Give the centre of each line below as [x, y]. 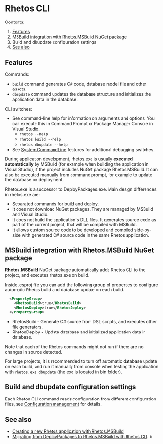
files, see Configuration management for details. [54, 404]
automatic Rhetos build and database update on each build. [65, 289]
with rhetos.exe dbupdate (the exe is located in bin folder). [64, 372]
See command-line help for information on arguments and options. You [83, 118]
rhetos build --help [40, 139]
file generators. [27, 327]
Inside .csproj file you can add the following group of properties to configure [81, 285]
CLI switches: [19, 109]
